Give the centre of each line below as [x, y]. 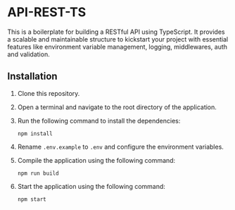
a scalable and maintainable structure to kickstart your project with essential [118, 39]
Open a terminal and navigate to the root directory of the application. [117, 107]
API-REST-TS [47, 12]
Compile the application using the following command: [96, 160]
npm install [35, 134]
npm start [32, 199]
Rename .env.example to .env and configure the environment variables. [120, 147]
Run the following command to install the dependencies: [99, 121]
